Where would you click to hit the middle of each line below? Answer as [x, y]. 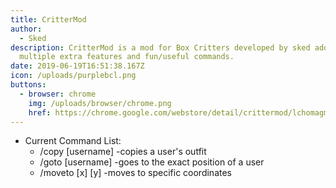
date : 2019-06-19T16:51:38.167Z [77, 66]
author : [26, 29]
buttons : [28, 85]
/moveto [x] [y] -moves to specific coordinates [135, 173]
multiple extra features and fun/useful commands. [127, 57]
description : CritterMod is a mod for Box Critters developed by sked [160, 47]
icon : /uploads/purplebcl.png [73, 76]
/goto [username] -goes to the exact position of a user [152, 162]
